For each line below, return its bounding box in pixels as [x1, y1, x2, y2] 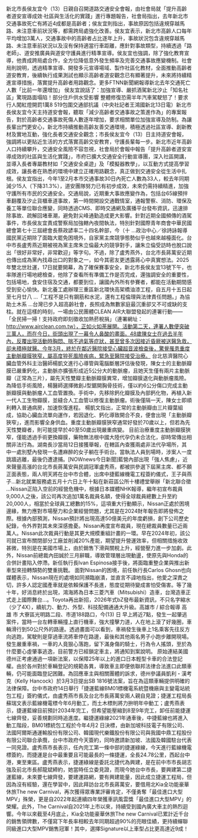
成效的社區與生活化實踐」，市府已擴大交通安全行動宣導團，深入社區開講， [11, 153, 190, 160]
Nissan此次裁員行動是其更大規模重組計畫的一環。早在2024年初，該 [21, 530, 186, 537]
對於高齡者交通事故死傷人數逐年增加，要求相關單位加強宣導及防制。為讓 [16, 116, 192, 123]
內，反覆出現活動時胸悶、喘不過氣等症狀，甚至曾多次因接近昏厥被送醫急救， [6, 337, 192, 345]
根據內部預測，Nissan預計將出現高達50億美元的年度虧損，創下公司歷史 [16, 515, 189, 522]
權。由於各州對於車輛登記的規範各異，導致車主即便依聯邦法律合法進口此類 [6, 662, 187, 670]
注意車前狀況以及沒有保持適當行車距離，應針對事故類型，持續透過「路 [21, 42, 192, 49]
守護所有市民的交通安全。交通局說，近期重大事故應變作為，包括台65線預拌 [6, 190, 188, 197]
